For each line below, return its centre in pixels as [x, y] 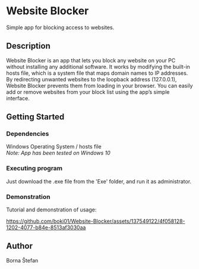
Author [19, 246]
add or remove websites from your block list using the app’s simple [88, 92]
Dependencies [28, 134]
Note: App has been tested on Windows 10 [59, 153]
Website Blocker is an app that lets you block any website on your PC [91, 60]
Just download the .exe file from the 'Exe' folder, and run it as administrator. [99, 181]
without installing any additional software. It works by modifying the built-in [98, 67]
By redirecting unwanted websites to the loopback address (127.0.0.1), [91, 79]
